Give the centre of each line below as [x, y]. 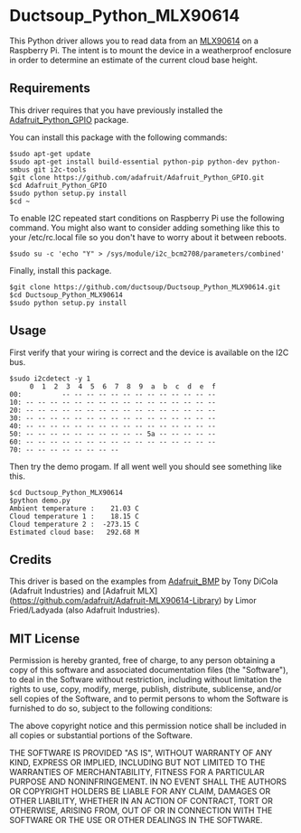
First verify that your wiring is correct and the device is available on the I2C [149, 352]
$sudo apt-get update [50, 154]
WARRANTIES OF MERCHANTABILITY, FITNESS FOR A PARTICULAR [137, 772]
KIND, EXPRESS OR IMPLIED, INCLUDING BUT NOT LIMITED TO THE [137, 763]
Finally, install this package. [61, 270]
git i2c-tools [60, 169]
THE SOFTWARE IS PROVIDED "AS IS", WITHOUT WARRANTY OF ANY [141, 753]
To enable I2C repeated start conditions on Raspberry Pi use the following [147, 218]
